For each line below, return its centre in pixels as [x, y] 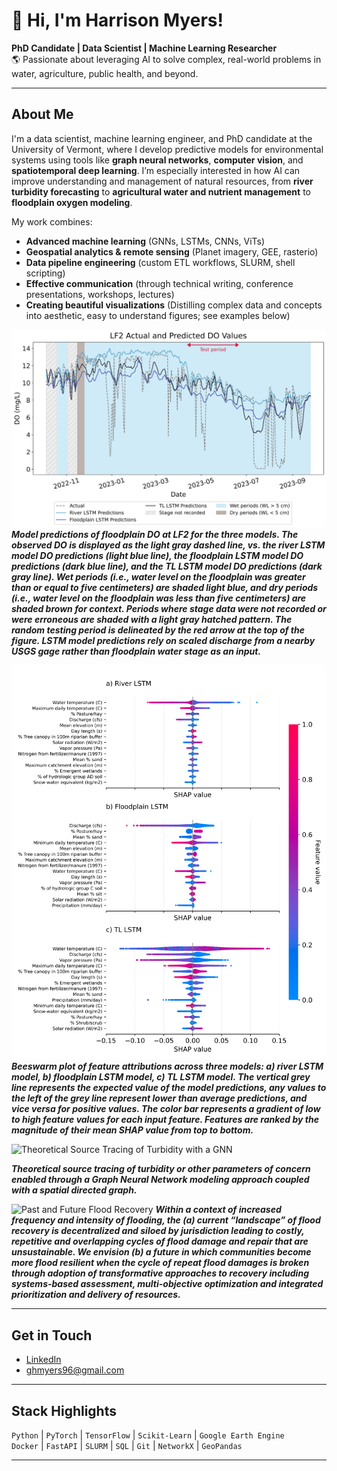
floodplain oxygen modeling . [72, 202]
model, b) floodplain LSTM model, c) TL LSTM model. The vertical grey [161, 1077]
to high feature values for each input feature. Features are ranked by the [165, 1120]
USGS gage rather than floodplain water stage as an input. [136, 651]
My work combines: [52, 221]
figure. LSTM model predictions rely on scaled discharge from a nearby [163, 641]
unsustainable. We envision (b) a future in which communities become [161, 1252]
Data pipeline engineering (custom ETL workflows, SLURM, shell [160, 262]
